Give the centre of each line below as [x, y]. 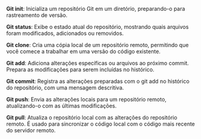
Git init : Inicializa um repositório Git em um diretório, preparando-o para [96, 9]
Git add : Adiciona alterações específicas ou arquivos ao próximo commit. [98, 63]
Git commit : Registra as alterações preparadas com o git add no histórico [98, 81]
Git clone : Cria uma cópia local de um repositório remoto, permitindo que [97, 45]
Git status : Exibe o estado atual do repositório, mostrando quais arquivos [97, 27]
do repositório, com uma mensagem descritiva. [65, 88]
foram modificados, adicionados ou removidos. [65, 33]
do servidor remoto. [31, 130]
